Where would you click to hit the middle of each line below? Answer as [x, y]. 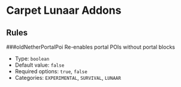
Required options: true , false [51, 71]
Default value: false [40, 65]
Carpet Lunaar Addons [64, 10]
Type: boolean [32, 58]
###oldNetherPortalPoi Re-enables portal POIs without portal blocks [91, 47]
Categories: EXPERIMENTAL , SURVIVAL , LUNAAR [68, 78]
